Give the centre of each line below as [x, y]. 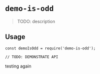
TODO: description [36, 21]
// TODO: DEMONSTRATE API [32, 57]
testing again [18, 66]
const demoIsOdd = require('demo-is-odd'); [50, 48]
